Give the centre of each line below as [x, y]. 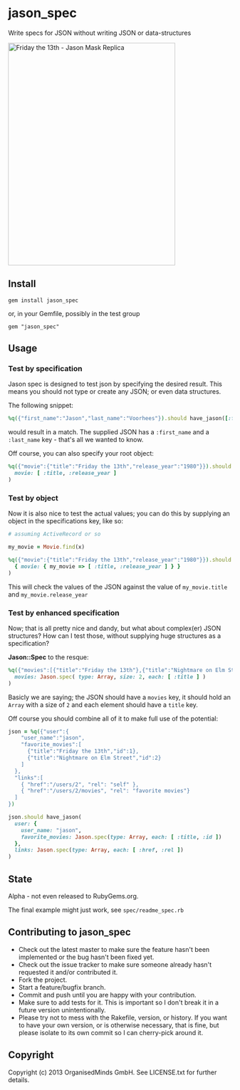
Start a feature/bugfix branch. [62, 987]
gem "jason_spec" [34, 326]
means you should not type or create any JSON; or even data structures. [115, 392]
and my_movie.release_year [48, 594]
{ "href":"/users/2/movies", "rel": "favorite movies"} [106, 791]
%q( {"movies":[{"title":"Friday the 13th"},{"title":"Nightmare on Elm [116, 670]
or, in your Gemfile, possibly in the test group [74, 313]
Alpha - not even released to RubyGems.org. [73, 896]
